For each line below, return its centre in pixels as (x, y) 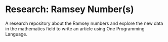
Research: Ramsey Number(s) (70, 9)
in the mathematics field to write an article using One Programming (75, 28)
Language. (16, 34)
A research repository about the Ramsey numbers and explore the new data (84, 23)
